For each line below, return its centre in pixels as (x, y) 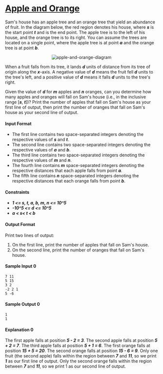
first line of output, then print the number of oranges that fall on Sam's (75, 107)
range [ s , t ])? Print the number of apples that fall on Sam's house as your (78, 102)
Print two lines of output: (30, 235)
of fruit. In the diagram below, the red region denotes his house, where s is (80, 27)
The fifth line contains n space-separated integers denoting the (75, 176)
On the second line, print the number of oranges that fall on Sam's (78, 250)
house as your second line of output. (42, 112)
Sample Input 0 (21, 266)
